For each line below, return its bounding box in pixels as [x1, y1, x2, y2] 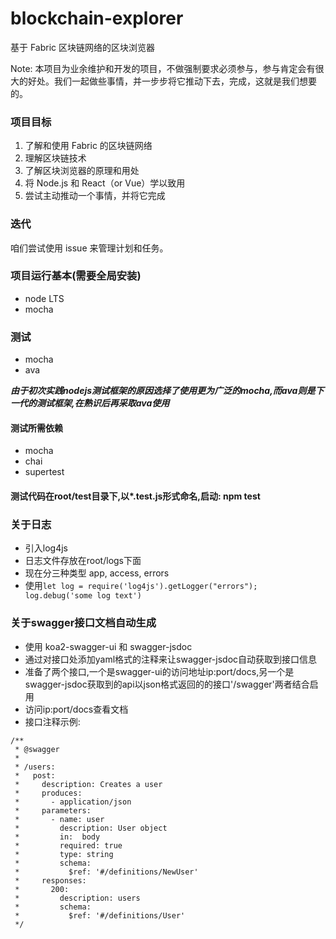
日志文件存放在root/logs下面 [24, 555, 142, 567]
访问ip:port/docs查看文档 [24, 703, 129, 715]
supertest [24, 466, 65, 478]
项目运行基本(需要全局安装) [10, 269, 142, 283]
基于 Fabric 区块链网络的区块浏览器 [10, 41, 156, 53]
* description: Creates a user [14, 779, 163, 789]
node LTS [24, 292, 65, 304]
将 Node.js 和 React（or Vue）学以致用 [24, 177, 186, 189]
